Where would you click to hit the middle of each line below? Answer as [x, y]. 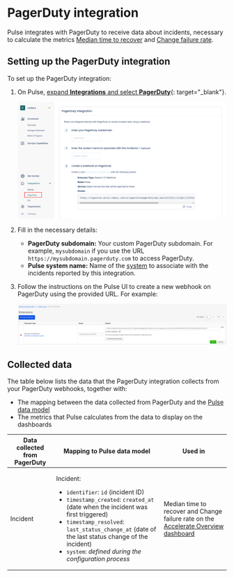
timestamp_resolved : [95, 521]
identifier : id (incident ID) [105, 492]
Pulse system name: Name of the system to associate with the [118, 266]
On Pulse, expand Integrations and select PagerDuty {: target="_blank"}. [122, 91]
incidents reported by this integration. [81, 273]
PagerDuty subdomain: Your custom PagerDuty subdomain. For [120, 244]
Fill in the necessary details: [57, 230]
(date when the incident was [107, 507]
